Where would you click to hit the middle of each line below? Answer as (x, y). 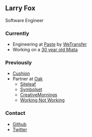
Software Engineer (24, 20)
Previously (19, 63)
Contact (15, 113)
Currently (17, 33)
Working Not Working (42, 100)
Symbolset (31, 89)
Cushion (21, 74)
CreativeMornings (39, 95)
